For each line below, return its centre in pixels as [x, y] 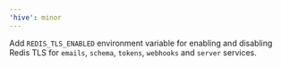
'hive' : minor [36, 17]
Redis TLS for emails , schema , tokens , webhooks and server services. [133, 52]
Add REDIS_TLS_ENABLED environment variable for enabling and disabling [141, 43]
